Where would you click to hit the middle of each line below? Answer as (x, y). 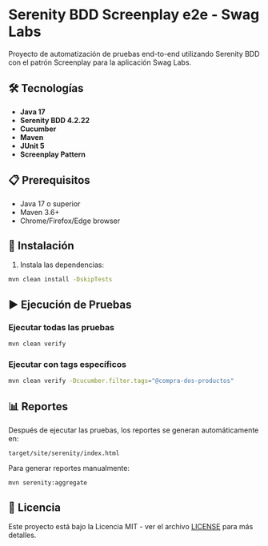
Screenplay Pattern (53, 154)
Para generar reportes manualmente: (69, 468)
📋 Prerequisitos (49, 180)
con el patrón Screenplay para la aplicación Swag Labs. (100, 62)
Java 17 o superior (50, 203)
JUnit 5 (32, 145)
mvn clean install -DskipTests (60, 280)
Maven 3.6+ (40, 212)
